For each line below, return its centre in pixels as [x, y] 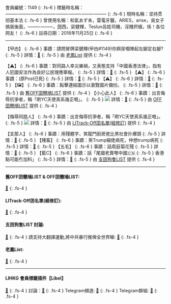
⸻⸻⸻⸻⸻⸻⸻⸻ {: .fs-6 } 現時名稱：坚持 [82, 14]
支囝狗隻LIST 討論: [25, 224]
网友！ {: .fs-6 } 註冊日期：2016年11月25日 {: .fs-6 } [59, 33]
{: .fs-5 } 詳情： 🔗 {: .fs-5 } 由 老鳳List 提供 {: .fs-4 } [59, 55]
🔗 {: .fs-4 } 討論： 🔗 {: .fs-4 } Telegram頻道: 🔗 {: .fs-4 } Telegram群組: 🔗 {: [81, 291]
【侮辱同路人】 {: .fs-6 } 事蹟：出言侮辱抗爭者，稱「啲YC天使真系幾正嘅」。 [84, 117]
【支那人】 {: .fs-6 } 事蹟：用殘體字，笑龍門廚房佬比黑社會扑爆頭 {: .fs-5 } [83, 134]
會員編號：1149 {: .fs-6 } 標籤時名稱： [45, 7]
